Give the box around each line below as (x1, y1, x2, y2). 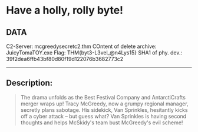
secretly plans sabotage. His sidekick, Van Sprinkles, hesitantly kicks (20, 106, 188, 113)
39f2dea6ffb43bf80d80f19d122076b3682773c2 (6, 56, 124, 62)
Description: (6, 78, 53, 88)
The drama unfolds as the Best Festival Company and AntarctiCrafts (20, 94, 186, 101)
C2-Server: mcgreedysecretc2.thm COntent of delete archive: (6, 43, 157, 50)
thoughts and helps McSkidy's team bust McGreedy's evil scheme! (20, 119, 183, 126)
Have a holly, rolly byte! (6, 4, 124, 17)
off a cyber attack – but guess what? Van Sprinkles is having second (20, 112, 187, 120)
